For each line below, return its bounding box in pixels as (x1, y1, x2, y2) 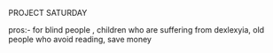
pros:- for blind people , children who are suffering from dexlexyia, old (8, 25, 265, 34)
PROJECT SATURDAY (8, 8, 88, 18)
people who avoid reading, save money (8, 34, 152, 44)
